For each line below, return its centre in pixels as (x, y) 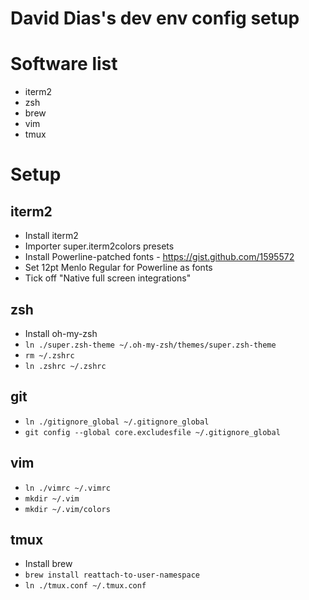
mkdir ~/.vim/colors (67, 509)
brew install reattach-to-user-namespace (112, 575)
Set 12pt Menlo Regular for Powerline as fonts (118, 268)
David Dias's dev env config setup (155, 18)
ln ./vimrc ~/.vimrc (67, 488)
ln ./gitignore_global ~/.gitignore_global (117, 422)
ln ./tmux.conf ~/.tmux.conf (85, 586)
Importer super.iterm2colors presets (99, 246)
